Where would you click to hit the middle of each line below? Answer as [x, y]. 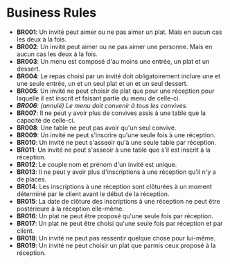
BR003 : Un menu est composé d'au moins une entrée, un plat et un [113, 61]
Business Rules [52, 13]
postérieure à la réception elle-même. [70, 209]
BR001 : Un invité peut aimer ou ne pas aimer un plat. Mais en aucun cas [119, 32]
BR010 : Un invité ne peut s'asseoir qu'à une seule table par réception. [116, 142]
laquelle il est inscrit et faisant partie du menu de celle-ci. [98, 98]
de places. [31, 179]
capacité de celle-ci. [46, 120]
